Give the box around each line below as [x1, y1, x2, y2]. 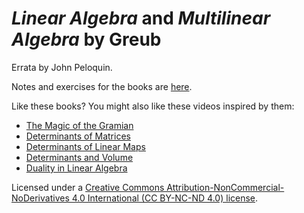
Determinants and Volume [25, 151, 134, 163]
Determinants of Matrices [25, 130, 131, 142]
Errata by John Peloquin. [11, 61, 113, 73]
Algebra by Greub [11, 28, 162, 51]
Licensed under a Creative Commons [11, 181, 165, 193]
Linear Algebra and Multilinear [11, 7, 271, 30]
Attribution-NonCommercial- [166, 181, 285, 193]
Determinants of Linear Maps [25, 140, 146, 152]
